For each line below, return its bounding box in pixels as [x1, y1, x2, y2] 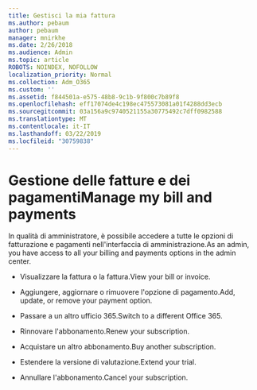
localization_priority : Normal [8, 71, 112, 79]
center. [8, 257, 32, 266]
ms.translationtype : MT [8, 115, 88, 123]
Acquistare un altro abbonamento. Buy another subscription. [19, 342, 216, 352]
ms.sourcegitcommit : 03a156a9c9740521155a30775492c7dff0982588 [8, 108, 223, 116]
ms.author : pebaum [8, 19, 69, 27]
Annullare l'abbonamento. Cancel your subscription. [19, 373, 189, 382]
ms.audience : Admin [8, 48, 73, 56]
